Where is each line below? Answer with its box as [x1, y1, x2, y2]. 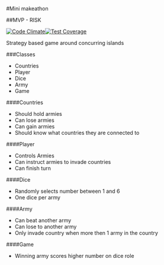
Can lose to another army [14, 223, 77, 230]
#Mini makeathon [6, 5, 49, 12]
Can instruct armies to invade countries [14, 159, 111, 165]
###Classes [6, 51, 36, 58]
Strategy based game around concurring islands [6, 40, 124, 46]
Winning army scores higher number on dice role [14, 253, 134, 259]
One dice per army [14, 194, 61, 201]
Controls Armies [14, 152, 54, 159]
